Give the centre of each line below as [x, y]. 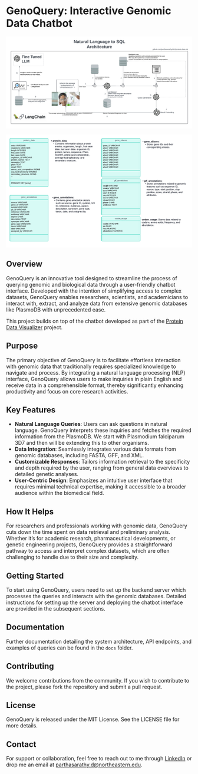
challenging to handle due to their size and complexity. [72, 557]
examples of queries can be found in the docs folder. [70, 648]
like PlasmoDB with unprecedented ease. [56, 309]
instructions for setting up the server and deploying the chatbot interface [95, 602]
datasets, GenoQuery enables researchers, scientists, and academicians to [97, 297]
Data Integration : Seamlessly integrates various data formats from [95, 449]
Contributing [30, 666]
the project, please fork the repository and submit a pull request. [84, 687]
